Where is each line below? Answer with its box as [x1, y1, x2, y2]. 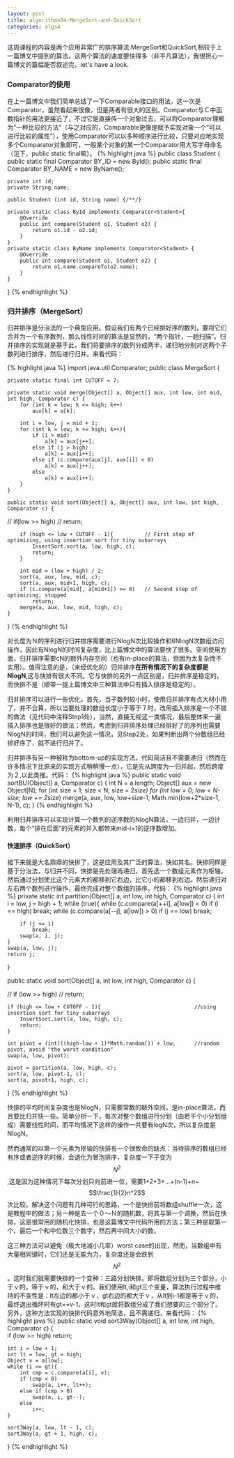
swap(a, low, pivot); [7, 1052, 70, 1059]
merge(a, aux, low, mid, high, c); [19, 604, 123, 611]
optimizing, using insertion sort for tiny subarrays [7, 537, 167, 544]
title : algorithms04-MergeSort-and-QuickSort [7, 17, 141, 24]
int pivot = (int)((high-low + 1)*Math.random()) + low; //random [7, 1040, 219, 1048]
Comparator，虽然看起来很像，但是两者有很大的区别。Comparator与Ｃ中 [7, 105, 217, 114]
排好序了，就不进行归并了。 [7, 738, 87, 746]
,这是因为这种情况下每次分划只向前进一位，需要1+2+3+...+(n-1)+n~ [7, 1177, 200, 1185]
